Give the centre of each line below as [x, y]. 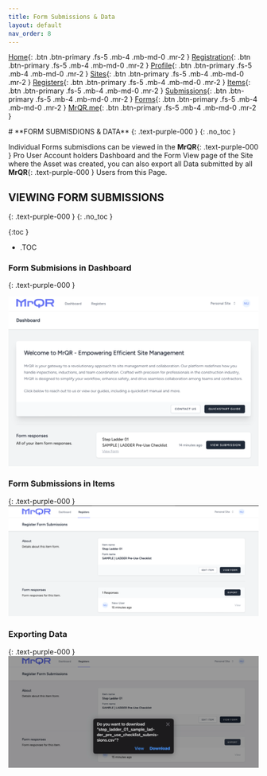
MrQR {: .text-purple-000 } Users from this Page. [88, 173]
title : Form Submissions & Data [62, 17]
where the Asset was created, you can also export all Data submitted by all [130, 164]
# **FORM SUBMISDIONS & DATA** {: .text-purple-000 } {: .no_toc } [122, 132]
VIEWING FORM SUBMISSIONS [86, 198]
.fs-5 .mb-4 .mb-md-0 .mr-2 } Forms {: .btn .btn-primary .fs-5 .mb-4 [147, 99]
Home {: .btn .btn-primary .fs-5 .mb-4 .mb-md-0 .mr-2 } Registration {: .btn [130, 57]
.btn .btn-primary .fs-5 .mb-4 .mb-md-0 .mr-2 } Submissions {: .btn [118, 91]
